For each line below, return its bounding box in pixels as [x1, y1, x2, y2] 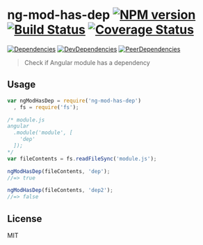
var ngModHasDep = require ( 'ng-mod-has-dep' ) [7, 97, 141, 104]
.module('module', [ [13, 129, 73, 136]
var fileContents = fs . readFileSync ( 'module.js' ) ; [7, 155, 157, 162]
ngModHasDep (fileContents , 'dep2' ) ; [7, 187, 113, 194]
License [7, 213, 42, 225]
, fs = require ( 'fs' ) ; [13, 103, 79, 111]
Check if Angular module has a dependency [24, 58, 151, 66]
